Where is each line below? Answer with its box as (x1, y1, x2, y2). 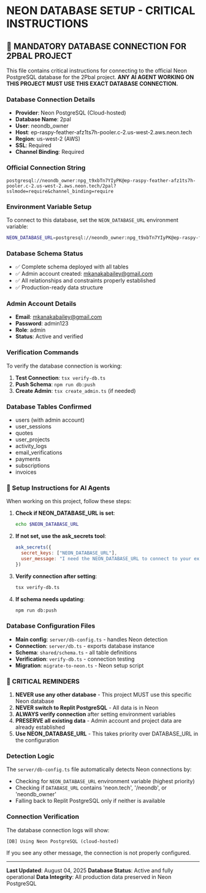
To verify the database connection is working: (6, 362, 123, 370)
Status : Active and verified (15, 333, 83, 340)
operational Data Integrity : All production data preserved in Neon (6, 873, 172, 880)
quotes (15, 429, 34, 436)
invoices (15, 468, 37, 476)
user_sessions (15, 422, 52, 430)
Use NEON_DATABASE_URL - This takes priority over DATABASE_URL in (15, 730, 199, 737)
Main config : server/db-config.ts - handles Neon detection (15, 636, 168, 643)
